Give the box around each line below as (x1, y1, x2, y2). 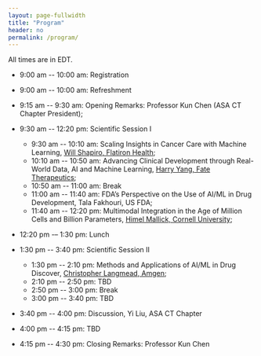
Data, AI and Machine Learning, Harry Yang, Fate (52, 164, 211, 174)
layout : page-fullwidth (8, 11, 86, 20)
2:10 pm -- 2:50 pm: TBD (31, 277, 112, 287)
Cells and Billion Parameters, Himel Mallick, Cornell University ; (31, 215, 233, 224)
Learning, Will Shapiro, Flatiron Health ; (31, 148, 156, 157)
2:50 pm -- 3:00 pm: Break (31, 285, 118, 295)
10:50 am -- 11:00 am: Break (31, 182, 122, 191)
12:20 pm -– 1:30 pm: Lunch (19, 229, 110, 240)
